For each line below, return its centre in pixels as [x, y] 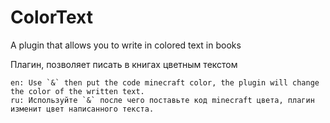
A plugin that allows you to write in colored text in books [126, 45]
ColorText [51, 17]
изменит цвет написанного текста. [82, 109]
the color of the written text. [77, 91]
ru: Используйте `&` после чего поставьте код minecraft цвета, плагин [162, 100]
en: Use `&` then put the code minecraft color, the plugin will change [165, 82]
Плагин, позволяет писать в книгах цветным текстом [124, 64]
